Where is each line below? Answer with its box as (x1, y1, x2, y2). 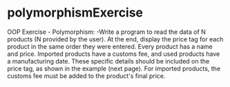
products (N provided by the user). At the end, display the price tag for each (7, 35, 224, 43)
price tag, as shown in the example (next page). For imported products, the (7, 64, 221, 72)
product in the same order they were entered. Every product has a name (7, 42, 213, 50)
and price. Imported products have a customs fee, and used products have (7, 50, 220, 58)
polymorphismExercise (7, 5, 144, 21)
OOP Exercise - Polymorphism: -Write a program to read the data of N (7, 28, 206, 36)
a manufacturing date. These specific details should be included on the (7, 57, 210, 65)
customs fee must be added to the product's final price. (7, 71, 166, 80)
